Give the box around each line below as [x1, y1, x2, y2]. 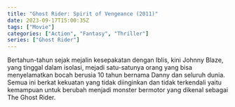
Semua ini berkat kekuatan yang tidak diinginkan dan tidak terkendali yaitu [7, 78, 222, 87]
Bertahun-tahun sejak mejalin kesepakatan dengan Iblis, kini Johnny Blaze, [7, 56, 224, 64]
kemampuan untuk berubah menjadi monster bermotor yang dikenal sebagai [7, 86, 229, 94]
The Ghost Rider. [7, 93, 56, 102]
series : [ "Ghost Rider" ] [7, 37, 80, 44]
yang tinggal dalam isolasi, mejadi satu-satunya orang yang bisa [7, 63, 193, 72]
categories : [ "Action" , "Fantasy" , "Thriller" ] [7, 30, 149, 37]
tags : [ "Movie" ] [7, 23, 55, 30]
